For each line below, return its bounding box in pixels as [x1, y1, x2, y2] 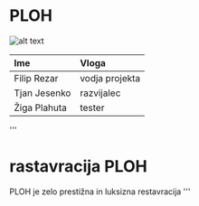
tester [80, 101, 105, 114]
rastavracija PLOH [9, 156, 147, 177]
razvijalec [80, 87, 121, 99]
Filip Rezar [14, 71, 59, 84]
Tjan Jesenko [14, 87, 71, 99]
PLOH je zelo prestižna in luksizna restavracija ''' [9, 186, 191, 197]
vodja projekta [80, 71, 141, 84]
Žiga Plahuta [14, 101, 68, 114]
